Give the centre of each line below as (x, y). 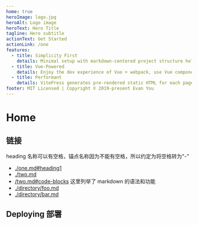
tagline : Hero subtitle (35, 34)
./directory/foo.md (37, 188)
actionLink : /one (27, 45)
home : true (19, 12)
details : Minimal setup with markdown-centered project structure (100, 61)
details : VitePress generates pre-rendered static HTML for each (99, 83)
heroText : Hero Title (33, 28)
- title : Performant (37, 77)
